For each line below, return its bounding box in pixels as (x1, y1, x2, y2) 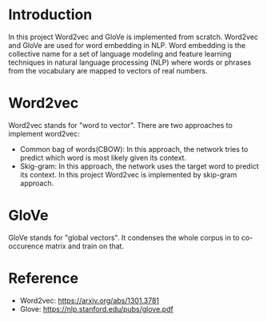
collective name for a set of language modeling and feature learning (8, 49, 232, 58)
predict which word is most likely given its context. (19, 153, 186, 162)
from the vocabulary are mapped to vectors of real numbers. (8, 66, 208, 75)
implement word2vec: (8, 129, 80, 138)
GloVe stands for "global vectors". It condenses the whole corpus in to (8, 233, 240, 242)
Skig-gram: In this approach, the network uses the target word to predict (19, 161, 260, 171)
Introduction (8, 6, 93, 24)
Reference (8, 269, 78, 287)
